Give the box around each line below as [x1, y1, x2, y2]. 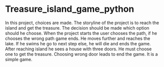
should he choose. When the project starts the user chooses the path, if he [5, 30, 158, 36]
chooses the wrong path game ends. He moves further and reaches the [5, 35, 150, 41]
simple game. [5, 56, 33, 62]
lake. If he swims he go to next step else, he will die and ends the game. [5, 40, 151, 46]
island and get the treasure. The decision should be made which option [5, 25, 149, 31]
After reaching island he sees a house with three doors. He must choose [5, 46, 152, 52]
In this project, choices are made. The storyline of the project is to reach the [5, 20, 159, 26]
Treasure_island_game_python [5, 3, 134, 15]
